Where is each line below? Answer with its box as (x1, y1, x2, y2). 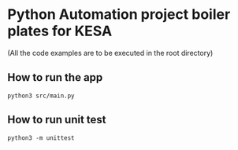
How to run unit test (7, 113, 107, 126)
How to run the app (7, 71, 103, 84)
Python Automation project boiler (7, 5, 231, 24)
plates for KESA (7, 22, 113, 40)
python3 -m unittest (7, 134, 76, 142)
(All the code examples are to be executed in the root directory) (7, 48, 214, 57)
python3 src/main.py (7, 92, 76, 100)
